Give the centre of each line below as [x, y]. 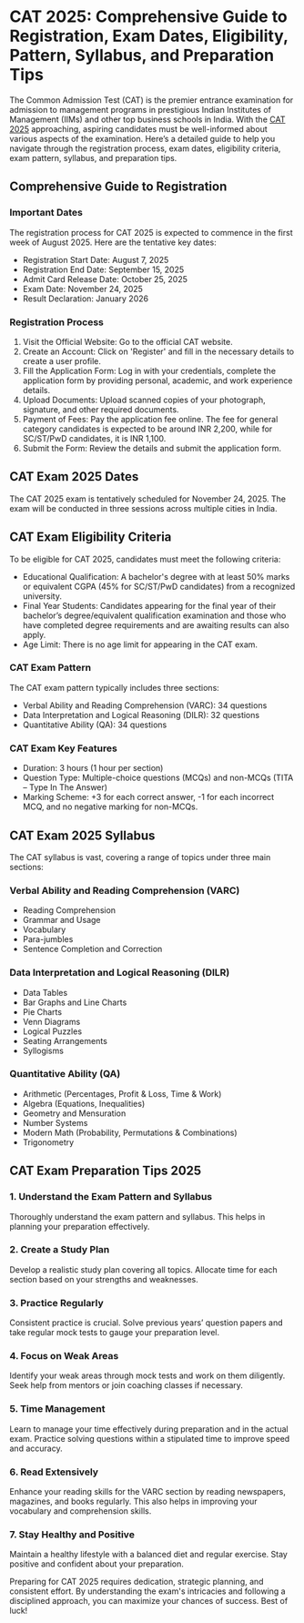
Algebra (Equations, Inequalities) [84, 1103]
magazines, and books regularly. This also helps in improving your [133, 1501]
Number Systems [55, 1122]
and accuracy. [36, 1448]
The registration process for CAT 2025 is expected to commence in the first [151, 232]
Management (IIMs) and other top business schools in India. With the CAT [147, 119]
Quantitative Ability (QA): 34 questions [95, 725]
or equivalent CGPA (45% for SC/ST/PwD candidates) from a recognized [159, 586]
